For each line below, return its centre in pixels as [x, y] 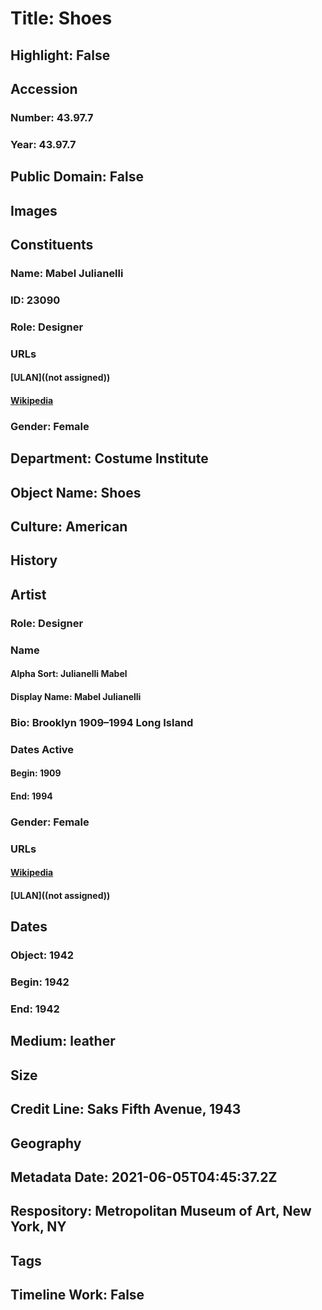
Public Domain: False [77, 177]
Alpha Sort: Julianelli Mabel [69, 674]
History [34, 560]
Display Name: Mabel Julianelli [76, 696]
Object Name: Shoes [76, 492]
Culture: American [69, 526]
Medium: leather [63, 1041]
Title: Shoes [61, 18]
